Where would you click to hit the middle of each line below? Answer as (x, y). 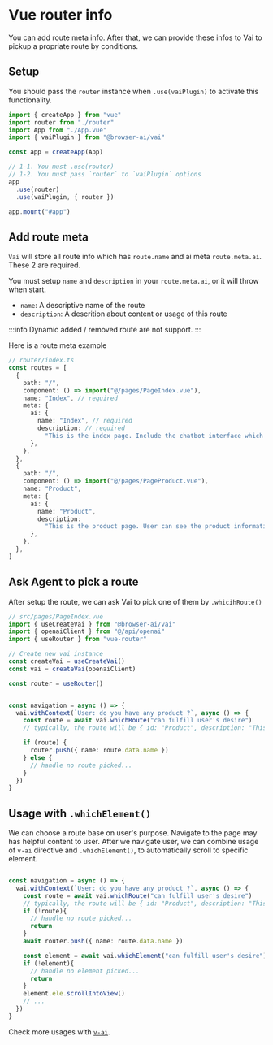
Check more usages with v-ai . (60, 1032)
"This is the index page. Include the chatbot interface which (154, 436)
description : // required (82, 428)
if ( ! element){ (49, 963)
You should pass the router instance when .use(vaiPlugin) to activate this (134, 91)
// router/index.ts (41, 360)
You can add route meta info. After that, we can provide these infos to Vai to (135, 37)
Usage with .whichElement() (80, 813)
